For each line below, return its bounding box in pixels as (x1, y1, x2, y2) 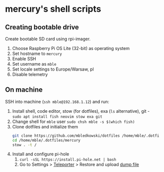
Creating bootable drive (5, 23, 79, 31)
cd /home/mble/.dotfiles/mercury (12, 138, 81, 143)
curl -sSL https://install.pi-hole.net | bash (19, 157, 117, 162)
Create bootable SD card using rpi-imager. (5, 36, 91, 42)
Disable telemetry (12, 72, 48, 77)
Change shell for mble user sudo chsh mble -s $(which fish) (12, 119, 135, 124)
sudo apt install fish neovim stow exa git (12, 114, 103, 119)
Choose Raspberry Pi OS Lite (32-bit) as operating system (12, 46, 130, 51)
